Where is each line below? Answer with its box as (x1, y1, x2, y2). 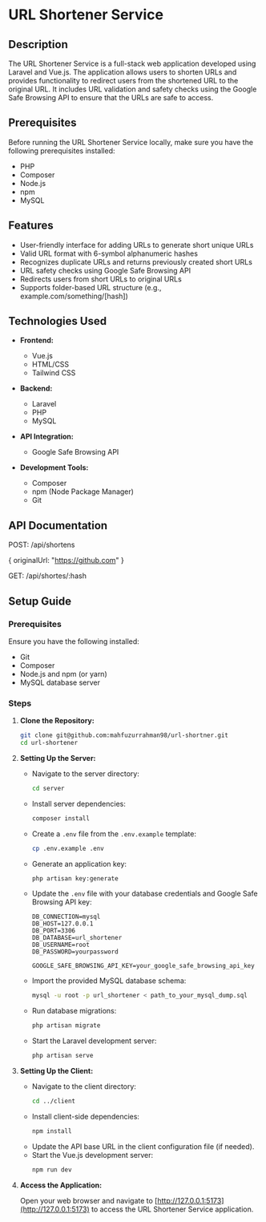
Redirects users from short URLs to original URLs (19, 274, 182, 284)
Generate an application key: (31, 859, 127, 868)
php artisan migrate (31, 1022, 101, 1030)
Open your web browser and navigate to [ (19, 1196, 158, 1205)
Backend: (19, 383, 53, 394)
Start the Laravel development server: (31, 1036, 157, 1046)
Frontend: (19, 335, 54, 346)
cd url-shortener (19, 739, 79, 747)
